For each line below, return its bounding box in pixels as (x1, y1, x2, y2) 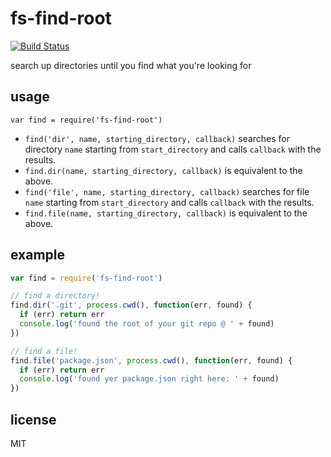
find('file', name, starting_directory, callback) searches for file (24, 185, 310, 197)
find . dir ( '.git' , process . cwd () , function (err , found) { (10, 300, 253, 311)
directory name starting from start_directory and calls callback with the (24, 143, 322, 155)
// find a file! (10, 346, 78, 356)
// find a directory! (10, 291, 101, 301)
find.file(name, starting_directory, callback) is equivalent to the (24, 207, 308, 219)
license (10, 411, 57, 428)
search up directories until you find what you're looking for (10, 59, 252, 71)
